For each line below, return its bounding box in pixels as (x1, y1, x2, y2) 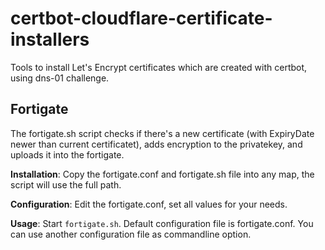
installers (10, 28, 90, 51)
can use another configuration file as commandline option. (10, 228, 252, 240)
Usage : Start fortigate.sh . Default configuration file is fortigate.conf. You (10, 217, 314, 229)
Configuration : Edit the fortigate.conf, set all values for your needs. (10, 198, 288, 210)
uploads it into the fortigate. (10, 148, 125, 161)
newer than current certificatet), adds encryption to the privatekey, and (10, 138, 303, 150)
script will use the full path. (10, 178, 122, 191)
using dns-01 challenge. (10, 72, 110, 84)
